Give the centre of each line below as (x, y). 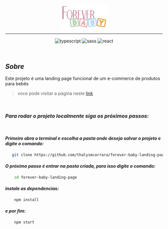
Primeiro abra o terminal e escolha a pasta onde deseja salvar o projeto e (83, 138)
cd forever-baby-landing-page (46, 177)
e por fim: (15, 211)
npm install (26, 200)
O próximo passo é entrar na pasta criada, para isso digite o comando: (80, 166)
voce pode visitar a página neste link (55, 93)
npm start (24, 222)
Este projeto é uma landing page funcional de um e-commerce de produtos (83, 78)
